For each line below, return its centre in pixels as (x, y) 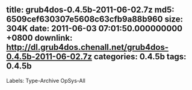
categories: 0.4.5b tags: (140, 57)
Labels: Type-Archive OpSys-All (46, 80)
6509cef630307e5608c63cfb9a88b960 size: (95, 19)
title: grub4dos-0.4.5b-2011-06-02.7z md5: (90, 10)
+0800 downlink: (39, 38)
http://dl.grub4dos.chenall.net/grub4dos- (88, 47)
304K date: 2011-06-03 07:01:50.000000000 (94, 28)
